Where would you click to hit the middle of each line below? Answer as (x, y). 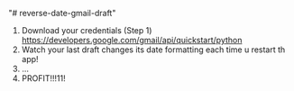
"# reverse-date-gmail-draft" (62, 13)
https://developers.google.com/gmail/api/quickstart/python (132, 40)
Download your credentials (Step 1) (87, 30)
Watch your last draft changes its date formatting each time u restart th (153, 50)
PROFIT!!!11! (44, 78)
